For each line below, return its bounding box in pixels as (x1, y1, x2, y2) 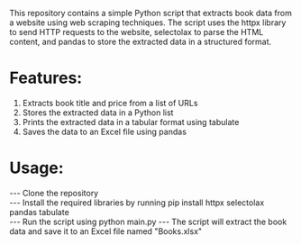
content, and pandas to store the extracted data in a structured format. (9, 36, 272, 47)
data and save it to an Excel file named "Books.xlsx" (9, 225, 203, 237)
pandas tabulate (9, 206, 69, 217)
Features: (9, 68, 83, 88)
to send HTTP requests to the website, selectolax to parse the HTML (9, 27, 264, 37)
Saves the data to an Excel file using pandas (22, 126, 187, 137)
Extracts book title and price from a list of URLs (22, 97, 198, 108)
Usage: (9, 158, 65, 178)
